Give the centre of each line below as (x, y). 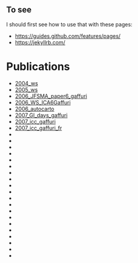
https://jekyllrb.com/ (40, 42)
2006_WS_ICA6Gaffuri (43, 102)
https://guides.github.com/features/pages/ (68, 36)
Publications (38, 67)
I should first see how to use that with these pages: (69, 24)
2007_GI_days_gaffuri (41, 115)
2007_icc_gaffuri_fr (38, 128)
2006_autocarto (34, 109)
